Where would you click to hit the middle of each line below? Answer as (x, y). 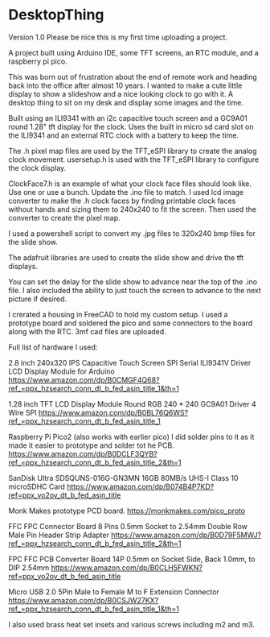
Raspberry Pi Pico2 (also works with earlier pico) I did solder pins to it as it (131, 436)
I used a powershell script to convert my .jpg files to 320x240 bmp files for (132, 233)
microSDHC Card (37, 486)
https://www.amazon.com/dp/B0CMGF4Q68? (84, 379)
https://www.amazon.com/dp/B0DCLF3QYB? (83, 453)
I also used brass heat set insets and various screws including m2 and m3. (131, 624)
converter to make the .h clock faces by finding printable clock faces (122, 201)
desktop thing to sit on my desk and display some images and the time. (126, 102)
